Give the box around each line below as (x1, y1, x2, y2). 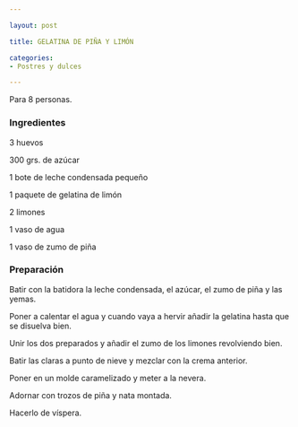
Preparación (9, 264, 64, 276)
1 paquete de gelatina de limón (9, 189, 123, 200)
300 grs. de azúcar (9, 154, 81, 165)
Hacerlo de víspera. (9, 407, 82, 418)
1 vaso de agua (9, 223, 65, 234)
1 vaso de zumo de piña (9, 241, 97, 252)
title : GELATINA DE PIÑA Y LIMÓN (9, 37, 134, 46)
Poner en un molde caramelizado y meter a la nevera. (9, 372, 207, 383)
